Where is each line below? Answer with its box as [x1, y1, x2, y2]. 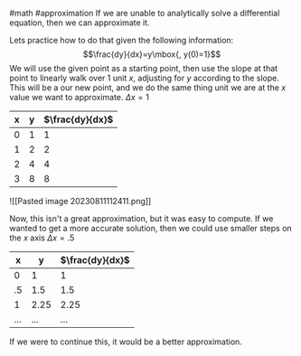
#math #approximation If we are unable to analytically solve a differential [9, 8, 280, 18]
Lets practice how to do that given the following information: [9, 35, 234, 45]
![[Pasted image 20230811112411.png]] [9, 196, 152, 206]
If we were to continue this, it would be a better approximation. [9, 336, 242, 347]
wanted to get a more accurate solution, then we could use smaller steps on [9, 223, 292, 233]
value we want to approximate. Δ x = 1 [9, 92, 149, 102]
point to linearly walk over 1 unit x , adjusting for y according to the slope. [9, 72, 280, 83]
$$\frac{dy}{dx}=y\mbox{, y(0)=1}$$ [82, 49, 221, 60]
